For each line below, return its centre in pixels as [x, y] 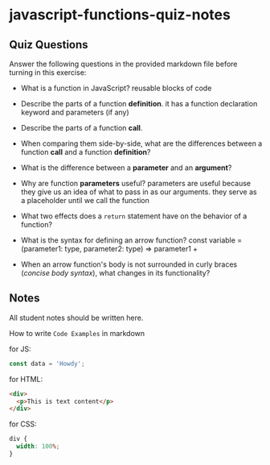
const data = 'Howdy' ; [47, 363]
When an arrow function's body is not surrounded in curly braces [129, 264]
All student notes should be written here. [76, 318]
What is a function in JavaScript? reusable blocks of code [116, 88]
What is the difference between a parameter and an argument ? [126, 168]
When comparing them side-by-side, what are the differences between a [141, 143]
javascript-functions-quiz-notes [120, 15]
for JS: [20, 349]
